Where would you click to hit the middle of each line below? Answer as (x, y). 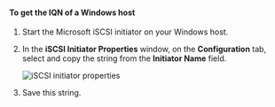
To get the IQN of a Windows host (72, 12)
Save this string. (51, 93)
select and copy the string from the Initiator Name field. (124, 58)
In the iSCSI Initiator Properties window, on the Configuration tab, (144, 50)
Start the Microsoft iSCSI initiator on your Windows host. (125, 32)
